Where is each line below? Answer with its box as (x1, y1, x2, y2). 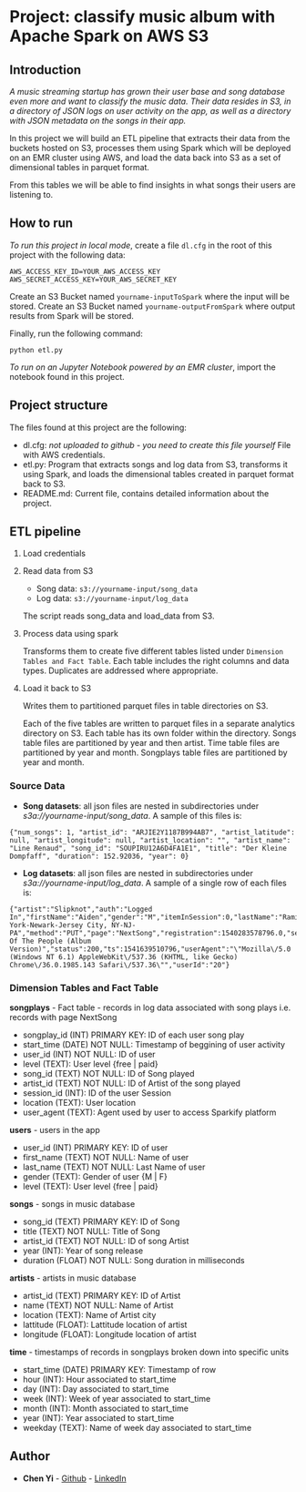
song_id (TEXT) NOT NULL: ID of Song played (22, 1068, 195, 1079)
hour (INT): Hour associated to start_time (22, 1374, 177, 1385)
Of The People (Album (9, 936, 92, 945)
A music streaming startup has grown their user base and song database (9, 87, 285, 97)
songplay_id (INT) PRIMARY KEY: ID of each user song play (22, 1029, 245, 1040)
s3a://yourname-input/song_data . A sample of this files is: (22, 810, 242, 821)
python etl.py (9, 345, 64, 354)
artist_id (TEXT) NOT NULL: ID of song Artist (22, 1236, 189, 1247)
